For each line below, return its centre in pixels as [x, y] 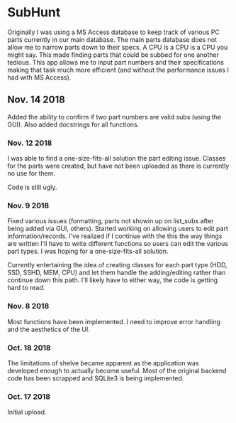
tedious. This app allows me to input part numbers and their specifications [116, 62]
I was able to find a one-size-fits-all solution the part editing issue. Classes [117, 159]
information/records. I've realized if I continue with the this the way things [115, 236]
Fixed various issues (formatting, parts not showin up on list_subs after [111, 221]
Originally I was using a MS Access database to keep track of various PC [113, 32]
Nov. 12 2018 [30, 143]
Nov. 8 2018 [28, 306]
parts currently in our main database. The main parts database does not [112, 39]
